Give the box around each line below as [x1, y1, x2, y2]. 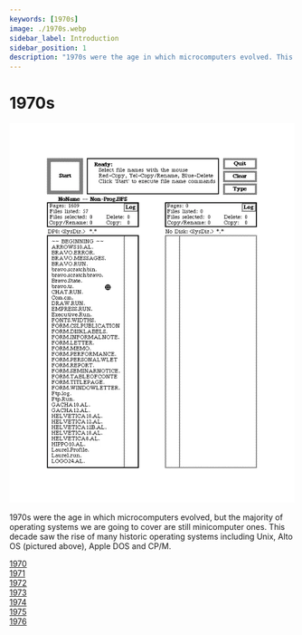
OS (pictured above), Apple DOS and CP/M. [9, 540, 172, 552]
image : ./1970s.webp [9, 24, 88, 34]
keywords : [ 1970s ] [9, 14, 79, 24]
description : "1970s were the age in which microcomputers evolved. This [9, 53, 294, 63]
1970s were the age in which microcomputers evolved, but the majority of [9, 512, 283, 523]
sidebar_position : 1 [9, 43, 88, 53]
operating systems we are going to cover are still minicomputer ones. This [9, 521, 286, 532]
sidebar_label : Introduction [9, 34, 119, 43]
